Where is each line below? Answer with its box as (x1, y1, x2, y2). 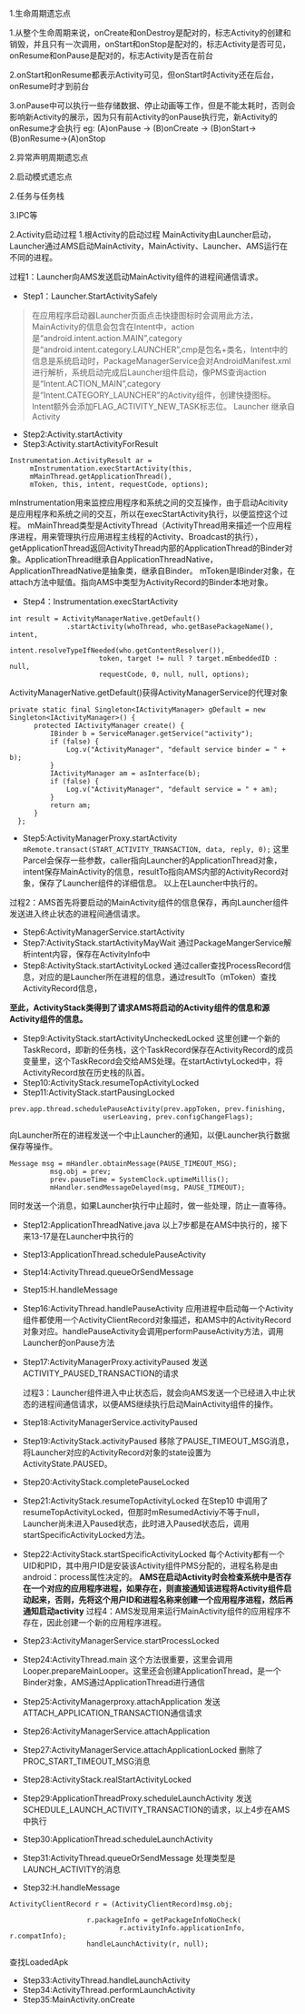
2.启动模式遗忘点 (9, 171, 73, 182)
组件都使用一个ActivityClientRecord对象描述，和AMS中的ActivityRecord (22, 1314, 292, 1325)
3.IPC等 (9, 210, 38, 220)
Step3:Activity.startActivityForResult (22, 439, 159, 449)
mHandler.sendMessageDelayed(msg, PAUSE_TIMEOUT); (49, 1183, 246, 1192)
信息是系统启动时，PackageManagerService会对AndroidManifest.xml (31, 356, 291, 366)
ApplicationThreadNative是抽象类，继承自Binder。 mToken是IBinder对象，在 (9, 565, 296, 576)
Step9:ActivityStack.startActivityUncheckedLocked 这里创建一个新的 (22, 1033, 280, 1044)
